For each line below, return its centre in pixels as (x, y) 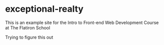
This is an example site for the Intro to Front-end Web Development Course (82, 22)
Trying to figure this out (29, 37)
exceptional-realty (44, 9)
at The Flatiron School (28, 27)
